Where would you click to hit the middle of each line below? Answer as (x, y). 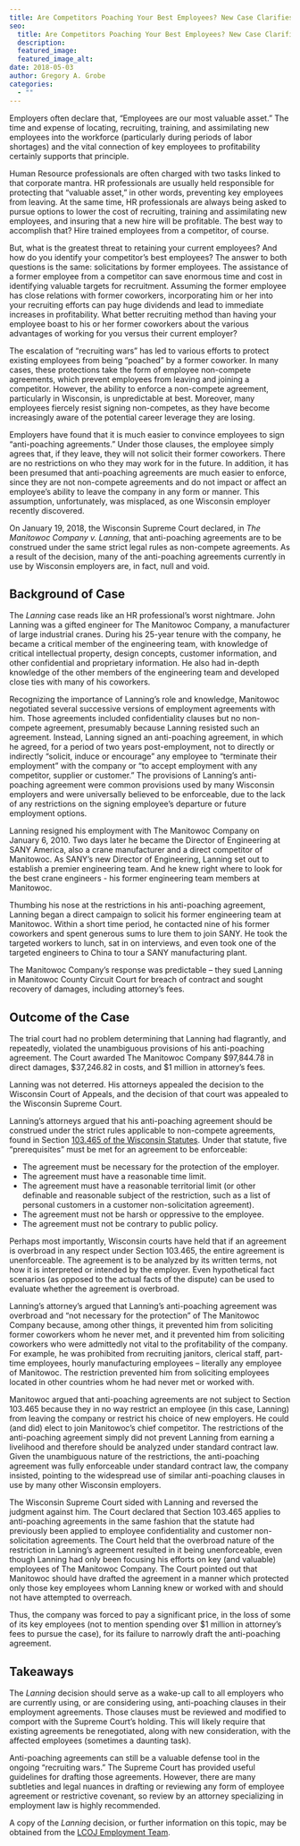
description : (42, 43)
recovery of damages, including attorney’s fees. (97, 989)
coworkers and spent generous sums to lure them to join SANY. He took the (148, 934)
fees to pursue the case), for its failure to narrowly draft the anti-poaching (145, 1634)
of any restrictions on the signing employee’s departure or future (128, 804)
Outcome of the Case (70, 1017)
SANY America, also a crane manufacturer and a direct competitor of (136, 850)
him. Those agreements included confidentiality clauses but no (125, 719)
